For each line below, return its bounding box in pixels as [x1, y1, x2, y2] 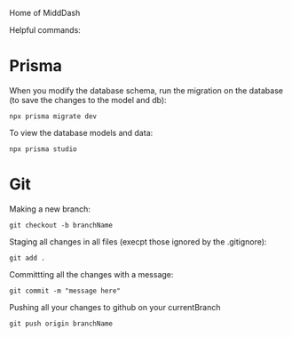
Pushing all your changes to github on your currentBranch [9, 301, 221, 312]
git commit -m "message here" [9, 286, 122, 295]
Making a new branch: [9, 204, 91, 214]
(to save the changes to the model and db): [9, 94, 167, 105]
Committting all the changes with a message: [9, 269, 174, 279]
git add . [9, 253, 46, 262]
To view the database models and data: [9, 127, 154, 138]
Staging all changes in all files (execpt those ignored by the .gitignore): [9, 236, 267, 247]
